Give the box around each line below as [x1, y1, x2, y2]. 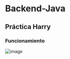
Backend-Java [5, 3, 66, 14]
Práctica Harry [5, 23, 51, 31]
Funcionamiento [5, 37, 45, 44]
